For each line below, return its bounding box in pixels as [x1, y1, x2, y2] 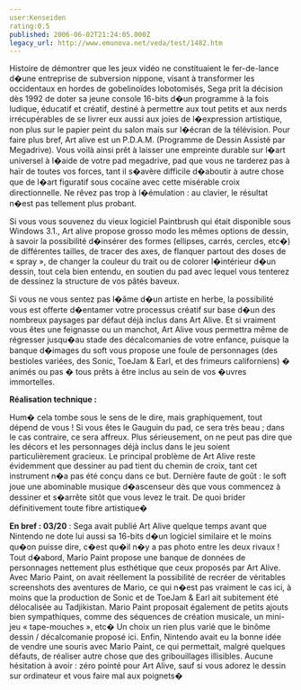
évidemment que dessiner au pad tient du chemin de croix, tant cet [9, 460, 258, 471]
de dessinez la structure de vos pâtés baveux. [9, 276, 180, 286]
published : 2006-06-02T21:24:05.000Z [9, 30, 151, 39]
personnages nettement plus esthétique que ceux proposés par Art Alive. [9, 562, 281, 573]
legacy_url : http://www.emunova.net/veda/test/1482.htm [9, 38, 223, 48]
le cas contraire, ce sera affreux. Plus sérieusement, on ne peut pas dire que [9, 431, 293, 442]
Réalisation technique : [9, 394, 97, 405]
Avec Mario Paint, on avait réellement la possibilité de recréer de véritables [9, 572, 286, 583]
